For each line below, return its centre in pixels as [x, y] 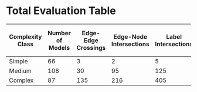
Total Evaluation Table [61, 11]
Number [60, 33]
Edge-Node [130, 36]
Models [59, 47]
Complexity [26, 36]
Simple [18, 61]
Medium [20, 70]
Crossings [91, 47]
